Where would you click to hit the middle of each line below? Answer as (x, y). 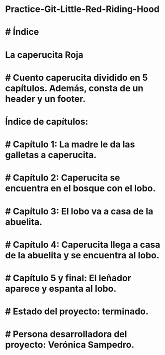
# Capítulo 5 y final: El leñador (68, 278)
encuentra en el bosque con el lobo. (81, 188)
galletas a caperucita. (51, 155)
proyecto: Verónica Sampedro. (70, 345)
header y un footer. (45, 99)
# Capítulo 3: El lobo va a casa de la (79, 211)
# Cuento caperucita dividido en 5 (77, 78)
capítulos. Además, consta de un (74, 88)
